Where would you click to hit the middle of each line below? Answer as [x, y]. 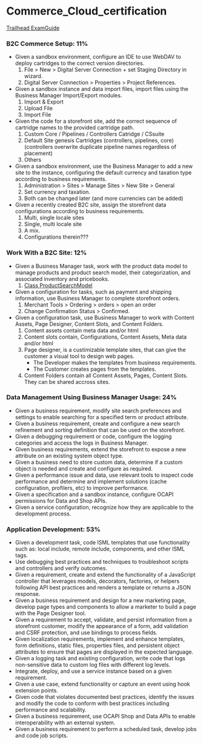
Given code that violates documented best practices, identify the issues [105, 697]
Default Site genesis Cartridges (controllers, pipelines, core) [99, 141]
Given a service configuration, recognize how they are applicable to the [104, 507]
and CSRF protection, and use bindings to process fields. [86, 633]
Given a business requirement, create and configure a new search [97, 423]
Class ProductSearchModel [58, 285]
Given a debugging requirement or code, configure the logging [93, 436]
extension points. [37, 690]
